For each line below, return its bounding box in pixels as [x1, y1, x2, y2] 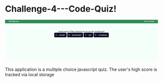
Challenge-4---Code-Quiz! [5, 3, 116, 15]
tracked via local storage [5, 72, 55, 78]
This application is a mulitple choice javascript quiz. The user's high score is [5, 66, 158, 72]
